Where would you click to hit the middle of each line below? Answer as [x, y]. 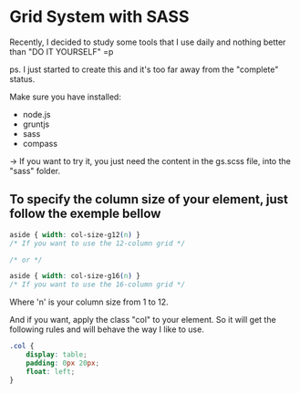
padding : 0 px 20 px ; [63, 363]
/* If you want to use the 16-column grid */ [97, 284]
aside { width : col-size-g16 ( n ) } [75, 276]
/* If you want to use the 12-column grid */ [97, 243]
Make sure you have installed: [65, 97]
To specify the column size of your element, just [149, 199]
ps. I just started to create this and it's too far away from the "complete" [144, 69]
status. [22, 78]
